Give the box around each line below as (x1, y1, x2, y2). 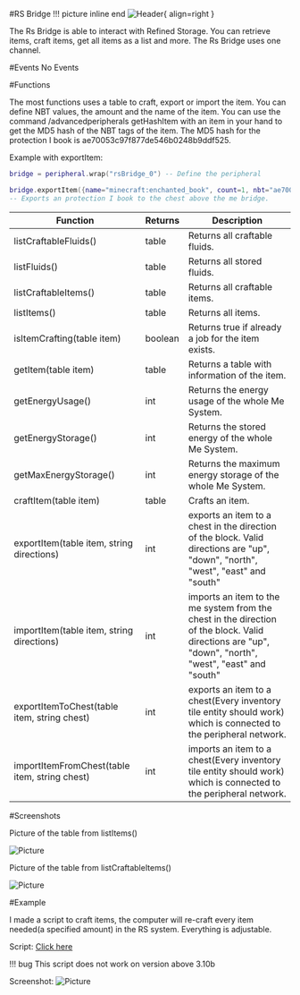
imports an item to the (187, 591, 280, 603)
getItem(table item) (13, 363, 95, 376)
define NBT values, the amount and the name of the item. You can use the (9, 106, 281, 116)
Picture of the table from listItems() (9, 828, 138, 838)
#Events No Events (9, 63, 79, 72)
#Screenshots (9, 810, 61, 821)
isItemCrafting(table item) (13, 332, 122, 344)
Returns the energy (187, 383, 270, 395)
